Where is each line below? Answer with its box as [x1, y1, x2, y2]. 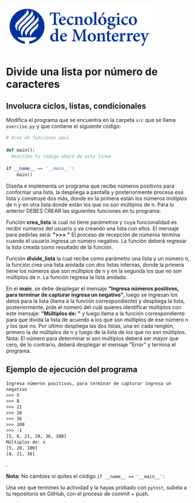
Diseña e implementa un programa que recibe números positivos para [6, 182, 175, 189]
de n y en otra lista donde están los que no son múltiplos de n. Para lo [6, 201, 175, 208]
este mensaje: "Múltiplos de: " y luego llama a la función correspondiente [6, 310, 185, 317]
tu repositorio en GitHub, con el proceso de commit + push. [6, 490, 149, 497]
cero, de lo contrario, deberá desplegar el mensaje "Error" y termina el [6, 341, 176, 348]
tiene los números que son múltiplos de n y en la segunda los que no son [6, 267, 183, 274]
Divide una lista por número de [6, 65, 158, 79]
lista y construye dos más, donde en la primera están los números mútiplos [6, 195, 187, 202]
